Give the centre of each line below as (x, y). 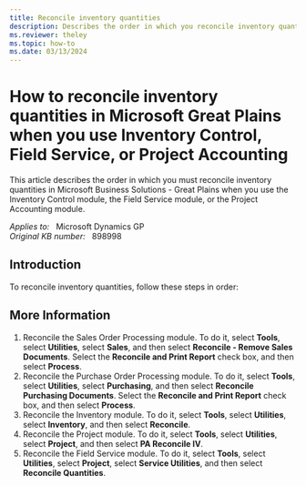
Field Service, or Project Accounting (149, 155)
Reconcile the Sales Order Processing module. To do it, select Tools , (151, 337)
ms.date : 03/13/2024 (49, 52)
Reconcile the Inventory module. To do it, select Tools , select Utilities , (154, 414)
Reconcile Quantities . (64, 472)
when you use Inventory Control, (136, 135)
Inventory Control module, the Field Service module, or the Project (134, 199)
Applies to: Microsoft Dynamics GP (77, 227)
